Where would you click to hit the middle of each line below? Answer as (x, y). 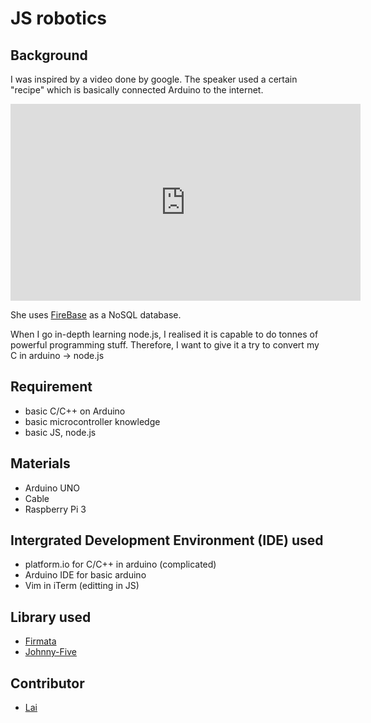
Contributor (47, 683)
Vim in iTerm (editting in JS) (82, 586)
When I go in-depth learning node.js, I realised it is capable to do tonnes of (164, 334)
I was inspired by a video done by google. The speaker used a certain (154, 79)
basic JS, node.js (60, 432)
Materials (40, 463)
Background (49, 55)
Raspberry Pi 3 (55, 509)
